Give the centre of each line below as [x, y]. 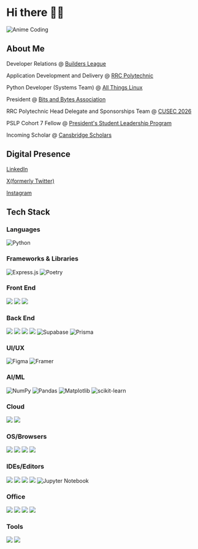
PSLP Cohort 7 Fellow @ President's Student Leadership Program [89, 123]
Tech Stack [28, 212]
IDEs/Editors [25, 467]
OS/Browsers [27, 436]
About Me [25, 49]
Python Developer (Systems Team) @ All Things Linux [74, 87]
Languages [24, 229]
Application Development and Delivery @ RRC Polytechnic [80, 75]
